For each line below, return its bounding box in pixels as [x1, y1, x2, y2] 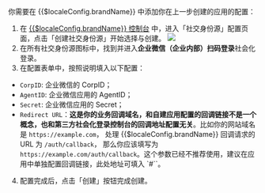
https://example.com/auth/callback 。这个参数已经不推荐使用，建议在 [19, 149, 248, 158]
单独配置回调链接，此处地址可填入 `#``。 [33, 159, 165, 168]
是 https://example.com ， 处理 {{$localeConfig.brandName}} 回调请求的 [19, 130, 256, 138]
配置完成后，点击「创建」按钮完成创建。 [19, 176, 152, 185]
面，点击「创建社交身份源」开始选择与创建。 [19, 34, 166, 43]
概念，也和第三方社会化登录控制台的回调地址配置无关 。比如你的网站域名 [19, 119, 256, 129]
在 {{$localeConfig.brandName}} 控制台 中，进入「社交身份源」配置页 [19, 24, 249, 33]
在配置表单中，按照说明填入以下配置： [19, 63, 145, 73]
